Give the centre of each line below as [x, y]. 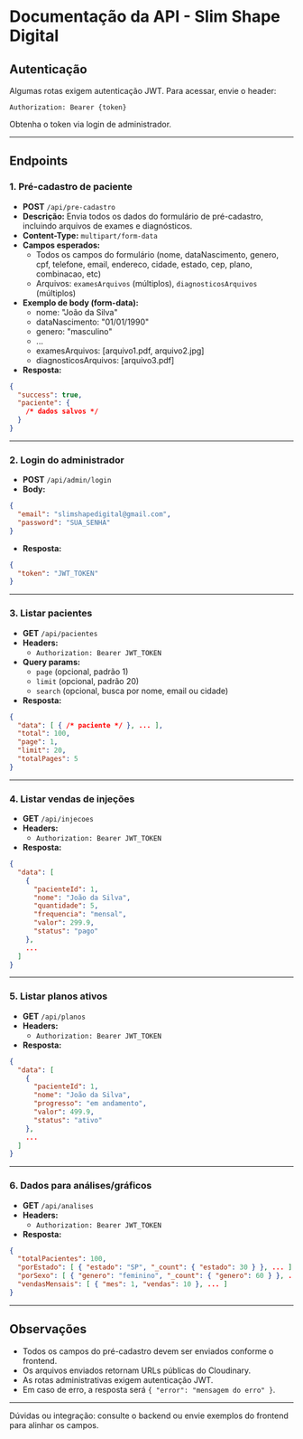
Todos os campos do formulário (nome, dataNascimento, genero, [157, 254]
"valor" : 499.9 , [64, 1112]
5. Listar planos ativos [59, 996]
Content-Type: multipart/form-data [90, 235]
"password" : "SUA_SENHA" [64, 522]
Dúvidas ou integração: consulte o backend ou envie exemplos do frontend [149, 1415]
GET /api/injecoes [58, 819]
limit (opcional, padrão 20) [87, 681]
